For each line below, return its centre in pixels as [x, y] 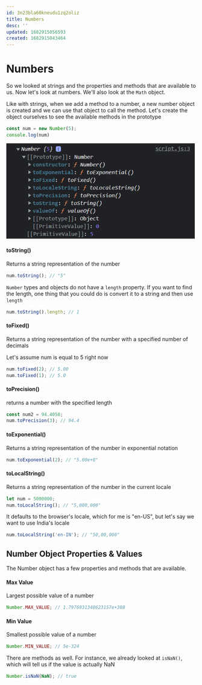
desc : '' [17, 25]
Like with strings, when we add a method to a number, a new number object [100, 104]
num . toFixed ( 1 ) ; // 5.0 [36, 375]
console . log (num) [28, 135]
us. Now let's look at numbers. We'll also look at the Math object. [86, 92]
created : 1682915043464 [36, 38]
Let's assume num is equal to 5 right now [57, 357]
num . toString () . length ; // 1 [43, 312]
